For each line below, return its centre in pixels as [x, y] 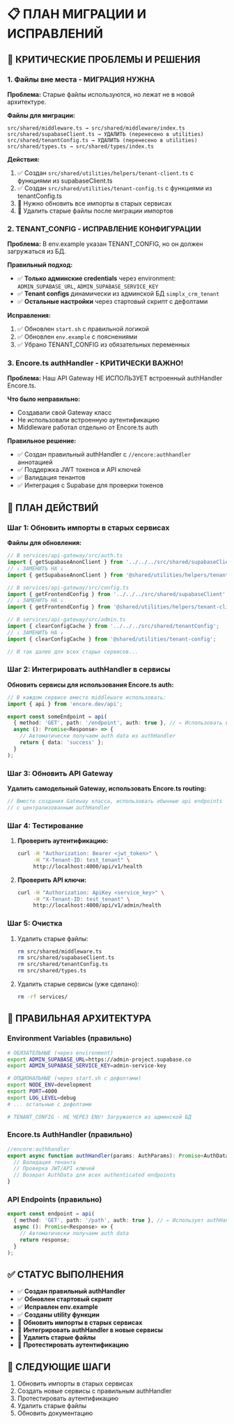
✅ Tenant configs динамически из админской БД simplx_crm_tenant [118, 293]
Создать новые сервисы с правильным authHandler [94, 1391]
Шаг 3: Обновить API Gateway [60, 773]
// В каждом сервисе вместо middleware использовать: [87, 697]
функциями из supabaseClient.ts [65, 181]
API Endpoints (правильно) [55, 1199]
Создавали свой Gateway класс [64, 413]
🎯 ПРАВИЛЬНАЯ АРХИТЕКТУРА [79, 1019]
